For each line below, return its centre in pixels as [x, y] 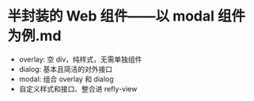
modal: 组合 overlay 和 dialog [66, 79]
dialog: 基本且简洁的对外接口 [65, 69]
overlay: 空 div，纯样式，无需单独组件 [80, 59]
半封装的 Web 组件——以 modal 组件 [127, 16]
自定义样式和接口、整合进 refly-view [78, 88]
